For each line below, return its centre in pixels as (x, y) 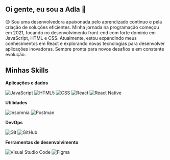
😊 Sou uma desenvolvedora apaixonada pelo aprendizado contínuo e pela (84, 21)
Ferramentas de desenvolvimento (42, 142)
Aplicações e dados (27, 83)
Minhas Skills (27, 70)
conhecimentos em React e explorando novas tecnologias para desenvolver (85, 43)
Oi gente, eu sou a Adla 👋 (46, 9)
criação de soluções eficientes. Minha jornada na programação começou (82, 27)
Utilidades (16, 102)
